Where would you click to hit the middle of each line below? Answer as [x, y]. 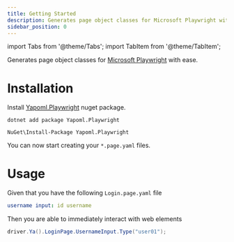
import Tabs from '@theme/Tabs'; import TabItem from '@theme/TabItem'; [114, 47]
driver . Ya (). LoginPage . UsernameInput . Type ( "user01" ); [87, 232]
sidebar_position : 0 [37, 27]
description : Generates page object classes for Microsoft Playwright [112, 20]
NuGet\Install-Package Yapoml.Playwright [68, 133]
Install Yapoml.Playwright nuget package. [67, 107]
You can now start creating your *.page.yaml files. [79, 145]
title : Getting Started [42, 14]
